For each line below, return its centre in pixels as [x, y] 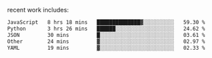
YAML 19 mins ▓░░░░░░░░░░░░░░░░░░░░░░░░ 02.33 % [106, 48]
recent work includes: [38, 10]
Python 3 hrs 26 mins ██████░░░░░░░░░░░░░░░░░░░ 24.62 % [106, 29]
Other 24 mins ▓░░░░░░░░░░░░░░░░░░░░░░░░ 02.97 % [106, 41]
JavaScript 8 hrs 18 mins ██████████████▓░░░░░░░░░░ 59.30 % [106, 23]
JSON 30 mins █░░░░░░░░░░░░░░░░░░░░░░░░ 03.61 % [106, 35]
